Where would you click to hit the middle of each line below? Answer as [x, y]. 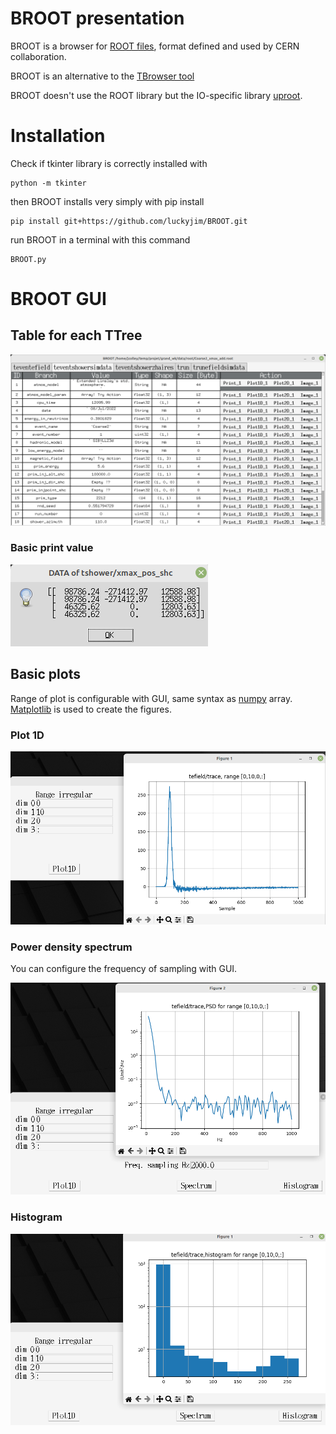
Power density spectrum [71, 947]
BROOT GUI [58, 299]
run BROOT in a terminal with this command [100, 239]
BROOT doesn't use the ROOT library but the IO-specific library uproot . [156, 95]
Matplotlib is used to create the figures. [91, 709]
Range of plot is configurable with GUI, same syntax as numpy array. [151, 698]
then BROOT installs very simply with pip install [107, 201]
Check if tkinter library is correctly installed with [109, 163]
